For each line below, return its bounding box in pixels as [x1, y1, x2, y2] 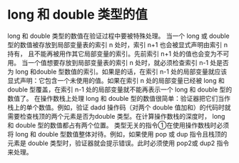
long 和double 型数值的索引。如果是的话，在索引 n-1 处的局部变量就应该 [15, 67, 228, 76]
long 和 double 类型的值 [7, 6, 148, 23]
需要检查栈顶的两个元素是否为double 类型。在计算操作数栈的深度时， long [7, 112, 225, 120]
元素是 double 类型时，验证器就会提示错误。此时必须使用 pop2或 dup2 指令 [7, 139, 230, 147]
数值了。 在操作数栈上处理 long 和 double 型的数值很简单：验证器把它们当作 [7, 94, 230, 102]
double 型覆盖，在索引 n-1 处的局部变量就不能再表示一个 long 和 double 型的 [7, 85, 233, 94]
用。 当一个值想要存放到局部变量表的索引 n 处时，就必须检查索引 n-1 [7, 58, 209, 66]
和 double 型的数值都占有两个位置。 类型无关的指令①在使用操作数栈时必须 [7, 121, 230, 129]
